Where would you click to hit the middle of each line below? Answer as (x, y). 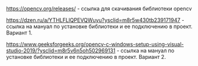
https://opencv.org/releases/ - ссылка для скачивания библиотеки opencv (99, 9)
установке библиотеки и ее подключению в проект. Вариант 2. (86, 57)
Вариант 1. (19, 33)
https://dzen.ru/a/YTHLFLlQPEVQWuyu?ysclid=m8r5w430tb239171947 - (95, 20)
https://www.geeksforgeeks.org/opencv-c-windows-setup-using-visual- (95, 44)
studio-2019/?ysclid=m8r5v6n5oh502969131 (61, 51)
